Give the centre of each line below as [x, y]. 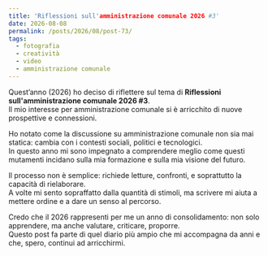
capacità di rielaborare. [47, 184]
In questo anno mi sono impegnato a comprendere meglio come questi [127, 150]
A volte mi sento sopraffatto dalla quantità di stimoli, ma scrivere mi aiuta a [133, 193]
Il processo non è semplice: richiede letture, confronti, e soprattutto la [125, 175]
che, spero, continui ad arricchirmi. [67, 243]
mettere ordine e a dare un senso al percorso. [85, 201]
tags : [17, 39]
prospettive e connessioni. [53, 118]
